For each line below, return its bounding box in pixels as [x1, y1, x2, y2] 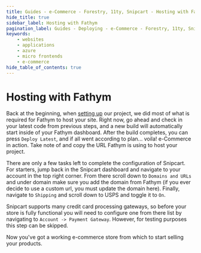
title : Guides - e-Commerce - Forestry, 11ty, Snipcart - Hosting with [6, 8, 188, 15]
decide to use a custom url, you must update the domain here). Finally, [6, 185, 180, 192]
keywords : [6, 31, 31, 37]
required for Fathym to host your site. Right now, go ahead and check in [6, 116, 182, 123]
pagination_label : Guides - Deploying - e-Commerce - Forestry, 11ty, [6, 25, 186, 32]
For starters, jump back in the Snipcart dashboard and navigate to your [6, 166, 181, 173]
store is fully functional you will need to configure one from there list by [6, 209, 182, 217]
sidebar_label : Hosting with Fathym [6, 20, 98, 26]
